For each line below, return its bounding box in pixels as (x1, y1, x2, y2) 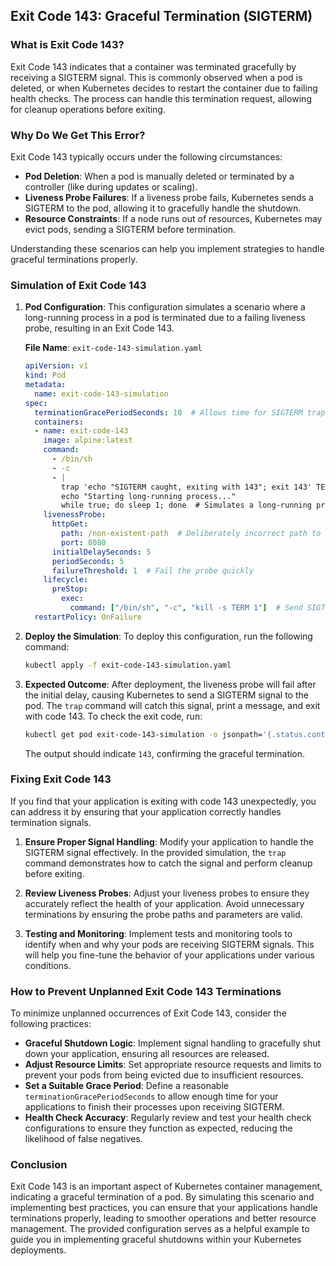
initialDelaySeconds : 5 (51, 547, 152, 557)
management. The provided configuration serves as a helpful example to (10, 1223, 310, 1235)
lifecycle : (43, 575, 89, 585)
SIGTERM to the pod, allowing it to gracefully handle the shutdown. (24, 202, 302, 214)
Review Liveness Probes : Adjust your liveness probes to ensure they (24, 887, 310, 899)
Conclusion (10, 1158, 68, 1172)
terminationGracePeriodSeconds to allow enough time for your (24, 1090, 279, 1103)
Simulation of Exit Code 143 (10, 278, 147, 292)
